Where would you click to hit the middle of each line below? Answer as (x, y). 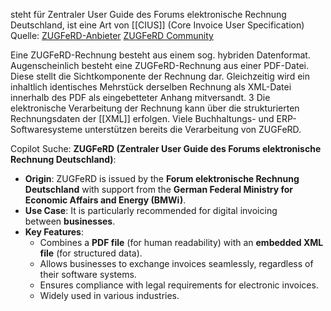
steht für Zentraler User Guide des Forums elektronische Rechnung (148, 14)
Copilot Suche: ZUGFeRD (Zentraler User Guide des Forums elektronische (166, 148)
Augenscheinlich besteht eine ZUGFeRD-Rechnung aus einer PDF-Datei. (159, 65)
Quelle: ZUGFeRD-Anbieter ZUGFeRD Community (112, 35)
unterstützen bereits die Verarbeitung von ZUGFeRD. (193, 129)
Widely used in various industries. (109, 295)
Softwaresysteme (46, 129)
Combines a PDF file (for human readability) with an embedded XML (181, 242)
